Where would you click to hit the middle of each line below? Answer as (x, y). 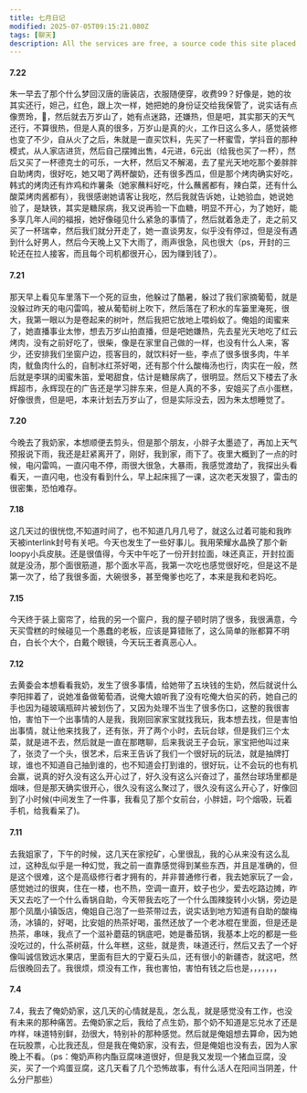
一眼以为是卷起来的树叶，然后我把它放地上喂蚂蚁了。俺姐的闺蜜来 (165, 320)
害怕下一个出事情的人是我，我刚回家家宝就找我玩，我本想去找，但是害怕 (161, 720)
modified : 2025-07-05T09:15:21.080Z (79, 26)
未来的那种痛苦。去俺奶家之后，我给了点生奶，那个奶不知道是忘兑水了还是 (157, 1022)
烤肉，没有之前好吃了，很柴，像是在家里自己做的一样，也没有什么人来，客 (149, 342)
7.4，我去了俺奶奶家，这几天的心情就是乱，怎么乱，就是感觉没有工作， (143, 1011)
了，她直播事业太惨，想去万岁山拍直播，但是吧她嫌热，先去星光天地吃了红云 (153, 331)
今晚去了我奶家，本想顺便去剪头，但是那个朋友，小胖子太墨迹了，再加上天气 (153, 442)
